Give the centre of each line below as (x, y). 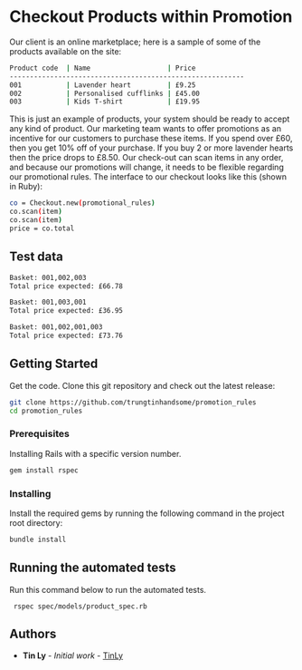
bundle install (38, 539)
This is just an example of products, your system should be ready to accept (150, 119)
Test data (36, 257)
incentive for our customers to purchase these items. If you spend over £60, (151, 139)
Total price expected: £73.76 (66, 335)
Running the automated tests (93, 568)
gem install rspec (44, 470)
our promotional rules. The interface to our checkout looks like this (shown (148, 177)
